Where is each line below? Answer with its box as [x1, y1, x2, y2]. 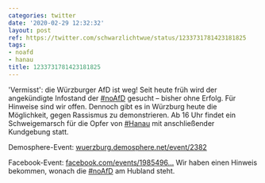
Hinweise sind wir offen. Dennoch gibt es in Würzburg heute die [8, 101, 217, 111]
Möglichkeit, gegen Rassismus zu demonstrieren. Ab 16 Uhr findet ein [8, 110, 236, 120]
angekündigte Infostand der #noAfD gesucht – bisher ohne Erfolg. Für [8, 93, 236, 103]
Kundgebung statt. [8, 127, 69, 136]
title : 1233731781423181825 [8, 63, 102, 71]
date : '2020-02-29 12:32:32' [8, 19, 105, 27]
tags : [8, 41, 26, 49]
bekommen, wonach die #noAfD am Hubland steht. [8, 166, 175, 175]
